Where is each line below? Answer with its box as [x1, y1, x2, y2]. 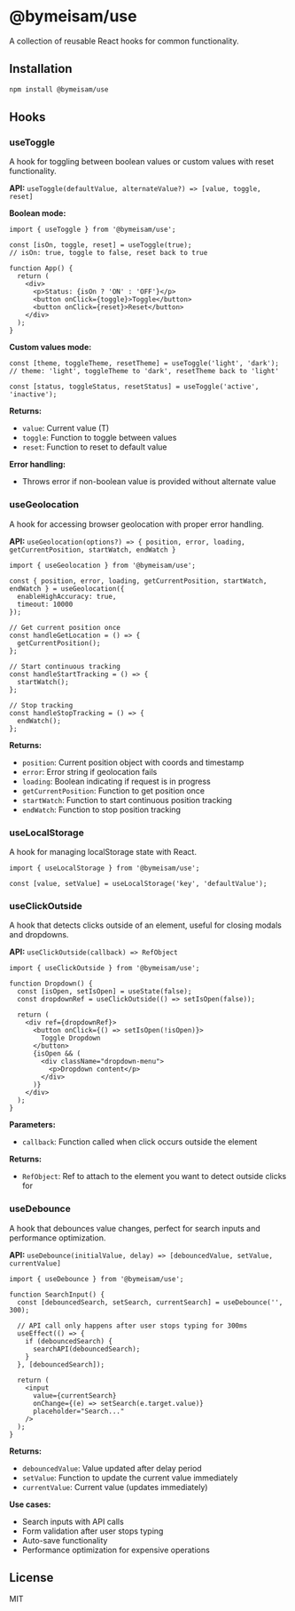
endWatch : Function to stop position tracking [21, 804, 182, 815]
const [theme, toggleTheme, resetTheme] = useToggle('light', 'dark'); [9, 359, 279, 368]
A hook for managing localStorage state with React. [9, 846, 198, 857]
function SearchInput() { [9, 1290, 105, 1299]
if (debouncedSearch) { [25, 1336, 113, 1345]
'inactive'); [9, 390, 58, 399]
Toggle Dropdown [41, 1033, 101, 1043]
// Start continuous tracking [9, 662, 121, 671]
